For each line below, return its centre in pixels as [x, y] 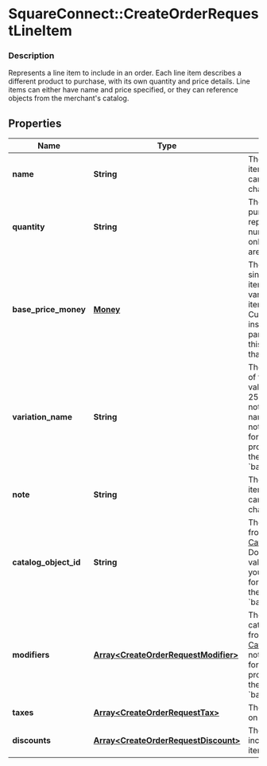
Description [31, 56]
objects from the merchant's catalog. [69, 98]
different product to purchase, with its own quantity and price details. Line [129, 81]
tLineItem [41, 31]
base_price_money [49, 310]
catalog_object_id [46, 562]
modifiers [31, 655]
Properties [35, 123]
